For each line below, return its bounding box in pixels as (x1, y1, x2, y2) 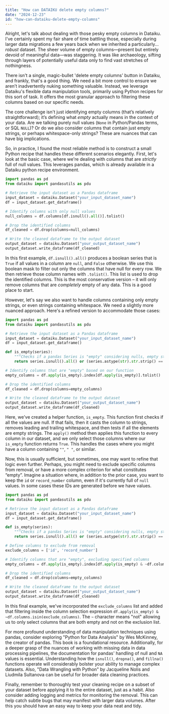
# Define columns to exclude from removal (5, 543, 96, 548)
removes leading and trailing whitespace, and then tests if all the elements (5, 425, 159, 431)
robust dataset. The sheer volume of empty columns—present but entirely (5, 46, 159, 53)
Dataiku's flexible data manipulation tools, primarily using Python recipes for (5, 89, 163, 95)
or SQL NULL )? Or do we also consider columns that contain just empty (5, 125, 151, 131)
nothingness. (5, 62, 33, 69)
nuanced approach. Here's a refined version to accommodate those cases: (5, 307, 160, 313)
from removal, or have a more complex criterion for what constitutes (5, 467, 147, 473)
